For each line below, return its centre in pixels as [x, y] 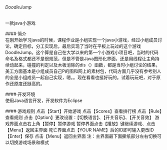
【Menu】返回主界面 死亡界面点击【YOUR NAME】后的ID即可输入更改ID [79, 130]
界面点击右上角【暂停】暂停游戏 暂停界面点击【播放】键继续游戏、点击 [82, 124]
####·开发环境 [20, 94]
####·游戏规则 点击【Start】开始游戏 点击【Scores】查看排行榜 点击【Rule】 [83, 111]
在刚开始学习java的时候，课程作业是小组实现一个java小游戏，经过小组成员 [81, 40]
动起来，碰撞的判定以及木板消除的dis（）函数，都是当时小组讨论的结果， [85, 65]
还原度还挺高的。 [27, 84]
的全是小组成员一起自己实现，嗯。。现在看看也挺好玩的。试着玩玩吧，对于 [81, 77]
